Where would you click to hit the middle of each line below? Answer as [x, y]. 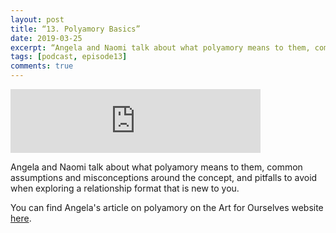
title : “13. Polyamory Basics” [75, 29]
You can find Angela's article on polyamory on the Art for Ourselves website [167, 207]
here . [21, 218]
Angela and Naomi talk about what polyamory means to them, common [156, 167]
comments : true [42, 66]
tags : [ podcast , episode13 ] [69, 57]
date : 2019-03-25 [46, 38]
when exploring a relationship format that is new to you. [125, 188]
